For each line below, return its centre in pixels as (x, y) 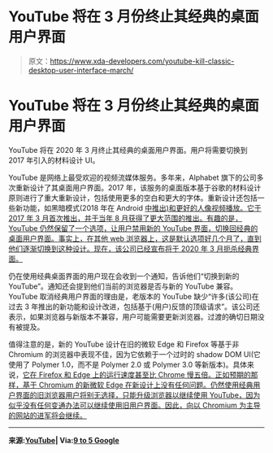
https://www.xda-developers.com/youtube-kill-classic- (142, 61)
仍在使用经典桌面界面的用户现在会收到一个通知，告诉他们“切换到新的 (124, 276)
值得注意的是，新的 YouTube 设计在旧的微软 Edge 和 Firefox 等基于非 (124, 344)
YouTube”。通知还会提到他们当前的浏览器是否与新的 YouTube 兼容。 (123, 286)
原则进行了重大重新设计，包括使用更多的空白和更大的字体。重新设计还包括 (133, 198)
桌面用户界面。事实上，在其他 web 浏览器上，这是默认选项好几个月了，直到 (135, 238)
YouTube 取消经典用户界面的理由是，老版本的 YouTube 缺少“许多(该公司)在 (134, 296)
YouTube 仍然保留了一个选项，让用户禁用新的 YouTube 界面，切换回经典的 (133, 228)
